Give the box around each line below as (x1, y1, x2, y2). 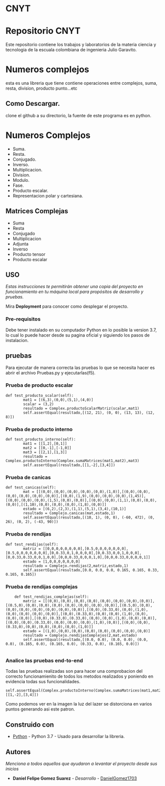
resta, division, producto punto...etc (5, 85, 78, 91)
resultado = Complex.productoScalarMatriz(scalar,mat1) (23, 406, 140, 411)
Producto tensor (12, 251, 46, 257)
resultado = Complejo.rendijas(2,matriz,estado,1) (23, 563, 129, 568)
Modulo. (12, 177, 30, 183)
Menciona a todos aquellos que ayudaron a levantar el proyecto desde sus (5, 761, 158, 766)
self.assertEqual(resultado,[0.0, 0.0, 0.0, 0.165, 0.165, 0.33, (23, 567, 160, 572)
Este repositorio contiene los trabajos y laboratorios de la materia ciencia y (5, 42, 156, 48)
